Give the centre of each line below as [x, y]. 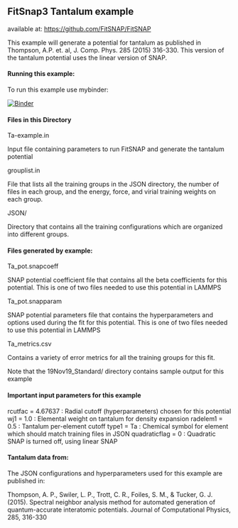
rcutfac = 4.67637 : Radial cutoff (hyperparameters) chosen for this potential [119, 411]
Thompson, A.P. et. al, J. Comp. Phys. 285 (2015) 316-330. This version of [116, 50]
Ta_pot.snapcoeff [33, 266]
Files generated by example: [50, 251]
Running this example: [41, 74]
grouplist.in [24, 170]
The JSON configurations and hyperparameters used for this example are [115, 473]
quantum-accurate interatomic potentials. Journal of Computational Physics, [119, 510]
